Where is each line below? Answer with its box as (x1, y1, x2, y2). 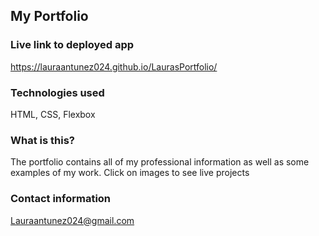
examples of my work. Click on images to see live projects (10, 167, 250, 179)
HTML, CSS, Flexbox (10, 108, 96, 120)
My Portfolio (10, 8, 89, 25)
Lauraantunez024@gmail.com (10, 214, 135, 226)
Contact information (10, 192, 112, 206)
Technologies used (10, 85, 105, 99)
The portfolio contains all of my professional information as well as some (10, 156, 310, 168)
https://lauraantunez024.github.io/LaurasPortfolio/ (10, 60, 218, 73)
